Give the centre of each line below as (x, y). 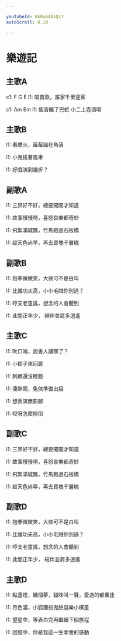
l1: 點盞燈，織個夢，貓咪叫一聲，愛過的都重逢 (61, 595)
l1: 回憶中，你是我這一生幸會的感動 (48, 632)
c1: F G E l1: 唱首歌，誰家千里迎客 (46, 97)
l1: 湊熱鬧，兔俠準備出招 (35, 389)
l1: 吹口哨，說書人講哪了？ (37, 351)
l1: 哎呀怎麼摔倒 (25, 413)
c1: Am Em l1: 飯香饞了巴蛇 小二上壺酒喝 (54, 109)
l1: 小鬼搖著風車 (25, 157)
